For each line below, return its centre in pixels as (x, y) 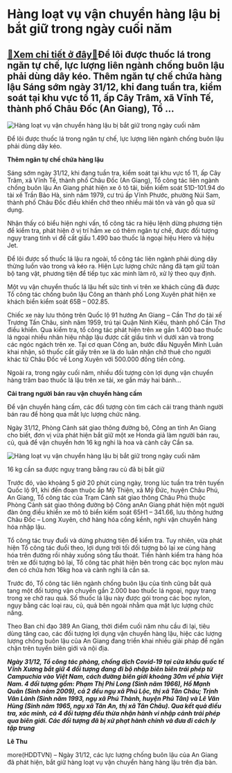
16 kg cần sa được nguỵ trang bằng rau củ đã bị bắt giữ (86, 469)
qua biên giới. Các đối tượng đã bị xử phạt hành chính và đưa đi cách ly (111, 721)
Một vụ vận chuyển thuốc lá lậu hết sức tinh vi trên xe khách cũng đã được (114, 287)
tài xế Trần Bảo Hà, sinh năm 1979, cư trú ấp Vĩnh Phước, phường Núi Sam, (114, 195)
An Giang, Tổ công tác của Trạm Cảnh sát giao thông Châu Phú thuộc (107, 497)
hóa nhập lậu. (27, 527)
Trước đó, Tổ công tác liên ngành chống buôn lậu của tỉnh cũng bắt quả (109, 583)
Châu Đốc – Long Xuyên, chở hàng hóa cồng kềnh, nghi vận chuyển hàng (112, 520)
